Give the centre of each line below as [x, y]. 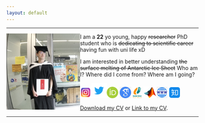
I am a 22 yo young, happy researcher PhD [134, 37]
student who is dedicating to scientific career [137, 43]
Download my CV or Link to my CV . [124, 108]
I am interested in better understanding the [134, 61]
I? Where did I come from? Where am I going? [138, 74]
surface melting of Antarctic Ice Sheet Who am [139, 68]
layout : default [27, 13]
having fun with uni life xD [113, 49]
